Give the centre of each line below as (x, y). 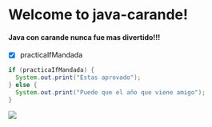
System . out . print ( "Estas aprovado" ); (78, 77)
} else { (23, 85)
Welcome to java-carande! (98, 15)
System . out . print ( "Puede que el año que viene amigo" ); (110, 93)
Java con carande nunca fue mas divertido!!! (84, 37)
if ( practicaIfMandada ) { (51, 70)
